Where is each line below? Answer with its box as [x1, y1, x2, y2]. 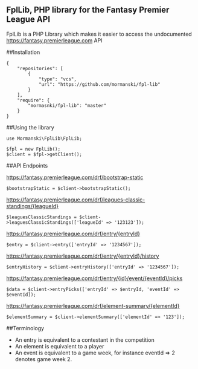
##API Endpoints [6, 162, 48, 169]
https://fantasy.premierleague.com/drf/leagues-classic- [6, 196, 145, 203]
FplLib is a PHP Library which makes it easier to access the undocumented [6, 30, 192, 38]
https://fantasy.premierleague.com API [6, 36, 103, 44]
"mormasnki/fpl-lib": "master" [28, 102, 107, 108]
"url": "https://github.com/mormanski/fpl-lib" [38, 81, 161, 87]
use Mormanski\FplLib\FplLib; [6, 136, 83, 142]
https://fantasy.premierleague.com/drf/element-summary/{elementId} [6, 302, 180, 309]
